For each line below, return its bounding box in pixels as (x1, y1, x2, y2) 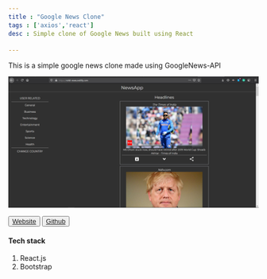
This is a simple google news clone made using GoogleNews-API (8, 60, 221, 71)
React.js (19, 254, 47, 263)
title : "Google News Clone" (8, 13, 105, 21)
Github (45, 217, 66, 226)
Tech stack (8, 235, 46, 246)
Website (12, 217, 37, 226)
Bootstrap (19, 262, 52, 272)
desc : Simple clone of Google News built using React (8, 29, 194, 37)
